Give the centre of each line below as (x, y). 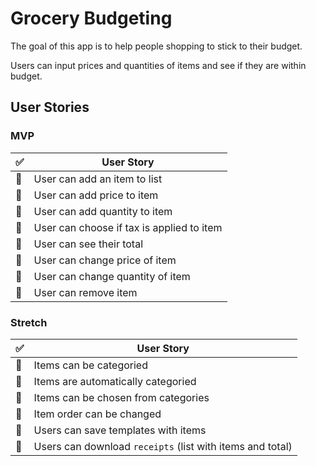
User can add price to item (96, 195)
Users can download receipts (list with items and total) (163, 446)
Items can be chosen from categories (121, 397)
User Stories (50, 107)
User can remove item (85, 292)
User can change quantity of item (112, 276)
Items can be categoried (90, 365)
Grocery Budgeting (91, 18)
